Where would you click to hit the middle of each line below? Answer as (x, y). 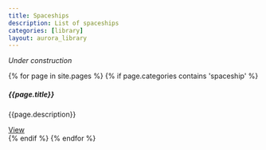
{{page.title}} (31, 94)
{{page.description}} (42, 114)
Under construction (40, 61)
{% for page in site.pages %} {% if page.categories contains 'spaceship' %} (133, 76)
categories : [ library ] (46, 30)
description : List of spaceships (64, 23)
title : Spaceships (39, 16)
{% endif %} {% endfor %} (52, 138)
